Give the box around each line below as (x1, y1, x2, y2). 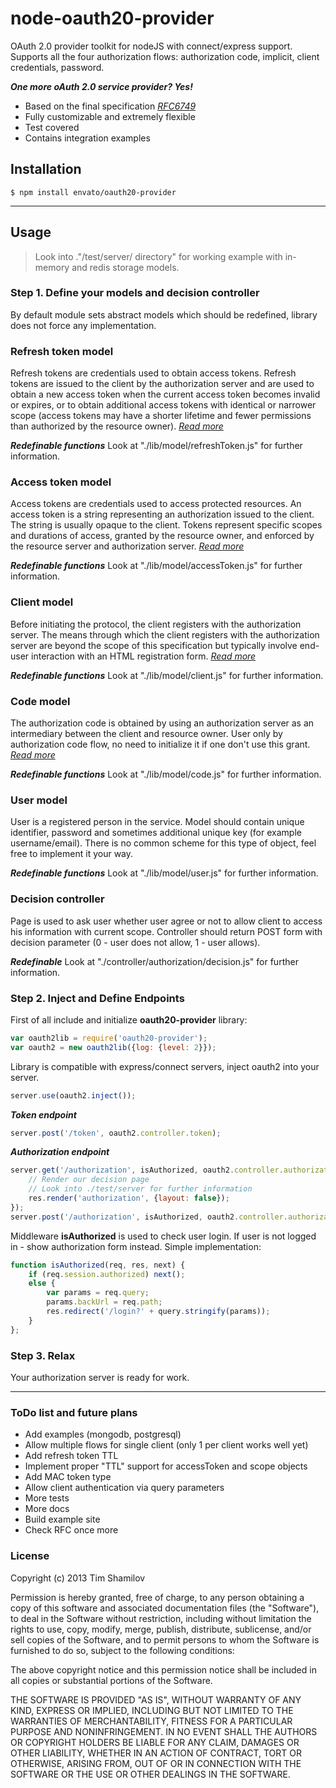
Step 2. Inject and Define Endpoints (10, 991, 185, 1005)
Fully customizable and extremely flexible (24, 110, 196, 122)
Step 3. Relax (10, 1348, 76, 1362)
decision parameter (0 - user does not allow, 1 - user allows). (10, 936, 261, 948)
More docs (24, 1503, 70, 1515)
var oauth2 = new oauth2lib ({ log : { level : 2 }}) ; (10, 1042, 217, 1052)
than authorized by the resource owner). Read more (10, 420, 224, 432)
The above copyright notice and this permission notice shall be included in (10, 1663, 317, 1676)
